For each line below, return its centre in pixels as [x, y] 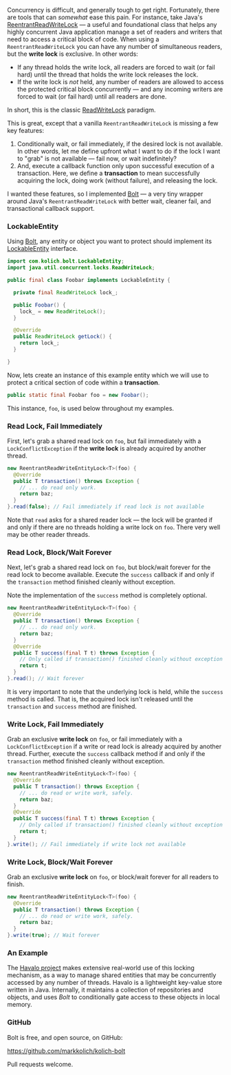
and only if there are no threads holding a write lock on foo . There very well [114, 527]
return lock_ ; [40, 343]
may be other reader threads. [49, 535]
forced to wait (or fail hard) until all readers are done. [92, 96]
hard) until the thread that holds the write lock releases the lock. [108, 74]
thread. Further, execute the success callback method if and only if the [106, 754]
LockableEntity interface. [43, 249]
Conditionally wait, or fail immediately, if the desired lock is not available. [120, 144]
